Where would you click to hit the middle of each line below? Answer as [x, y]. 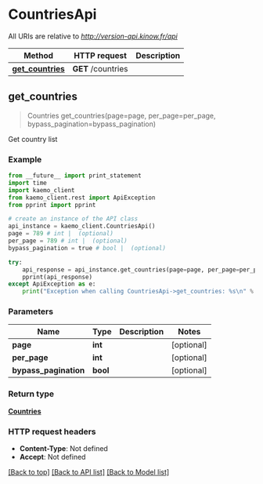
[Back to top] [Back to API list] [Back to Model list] [89, 472]
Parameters [31, 311]
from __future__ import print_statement [75, 176]
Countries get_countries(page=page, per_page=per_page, [122, 115]
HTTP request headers [52, 431]
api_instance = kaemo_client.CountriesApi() [82, 226]
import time [27, 183]
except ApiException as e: [52, 284]
